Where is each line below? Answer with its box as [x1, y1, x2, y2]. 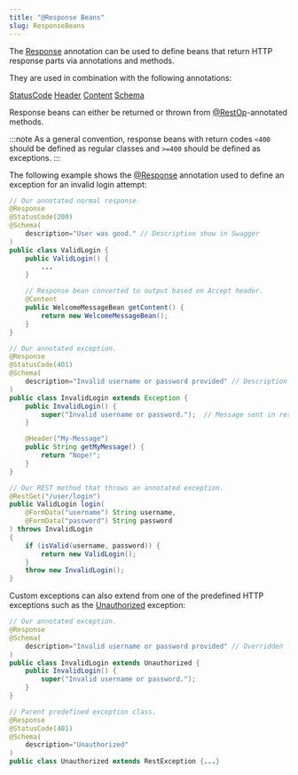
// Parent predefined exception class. [9, 707, 157, 716]
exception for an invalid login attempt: [9, 179, 147, 189]
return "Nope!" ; [41, 451, 101, 459]
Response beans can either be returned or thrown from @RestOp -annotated [9, 107, 288, 117]
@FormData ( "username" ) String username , [25, 508, 176, 517]
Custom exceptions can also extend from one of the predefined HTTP [9, 590, 264, 601]
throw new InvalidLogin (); [25, 566, 125, 575]
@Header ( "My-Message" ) [25, 435, 109, 443]
